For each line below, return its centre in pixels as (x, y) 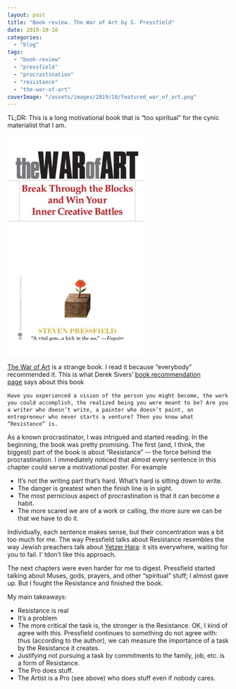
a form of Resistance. (49, 663)
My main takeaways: (37, 597)
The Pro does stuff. (45, 671)
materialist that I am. (37, 125)
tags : (15, 52)
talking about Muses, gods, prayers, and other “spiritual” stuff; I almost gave (118, 576)
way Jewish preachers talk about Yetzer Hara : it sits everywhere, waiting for (118, 547)
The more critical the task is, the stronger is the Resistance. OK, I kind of (122, 625)
